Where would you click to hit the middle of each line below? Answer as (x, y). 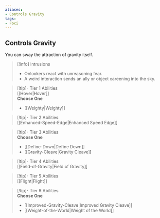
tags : (10, 19)
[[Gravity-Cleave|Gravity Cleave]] (58, 152)
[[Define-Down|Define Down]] (54, 147)
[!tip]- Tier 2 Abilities (38, 118)
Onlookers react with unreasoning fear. (63, 74)
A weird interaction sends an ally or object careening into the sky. (90, 79)
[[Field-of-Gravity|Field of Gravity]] (52, 167)
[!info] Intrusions (33, 64)
